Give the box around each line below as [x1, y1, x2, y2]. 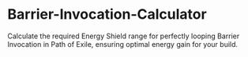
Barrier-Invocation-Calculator [7, 5, 207, 23]
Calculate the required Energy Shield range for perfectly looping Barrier [7, 31, 240, 41]
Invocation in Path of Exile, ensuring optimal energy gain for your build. [7, 39, 239, 48]
